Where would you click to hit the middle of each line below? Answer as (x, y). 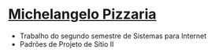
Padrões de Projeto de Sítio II (67, 44)
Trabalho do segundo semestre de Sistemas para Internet (113, 36)
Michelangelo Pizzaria (82, 14)
